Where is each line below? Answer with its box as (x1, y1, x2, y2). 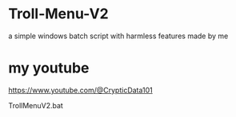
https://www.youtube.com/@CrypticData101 (8, 85, 154, 95)
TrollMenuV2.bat (8, 100, 64, 110)
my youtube (8, 59, 90, 77)
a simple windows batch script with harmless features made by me (8, 31, 229, 41)
